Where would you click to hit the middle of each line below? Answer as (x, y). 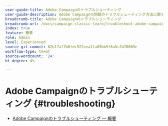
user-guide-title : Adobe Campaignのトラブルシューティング (63, 10)
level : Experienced (25, 42)
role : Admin (17, 38)
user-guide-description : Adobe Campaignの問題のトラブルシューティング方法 (79, 14)
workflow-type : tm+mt (28, 51)
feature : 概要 (19, 33)
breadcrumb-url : (22, 24)
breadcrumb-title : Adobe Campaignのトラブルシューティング (63, 19)
